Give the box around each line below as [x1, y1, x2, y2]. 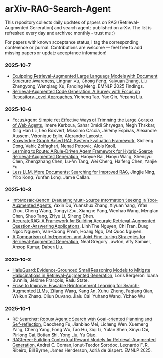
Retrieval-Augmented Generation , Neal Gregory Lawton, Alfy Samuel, [12, 239, 151, 244]
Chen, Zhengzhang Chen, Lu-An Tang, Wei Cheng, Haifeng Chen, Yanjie [12, 159, 157, 164]
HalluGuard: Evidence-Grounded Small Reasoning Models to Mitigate [12, 267, 151, 273]
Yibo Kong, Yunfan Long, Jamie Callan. [12, 174, 91, 180]
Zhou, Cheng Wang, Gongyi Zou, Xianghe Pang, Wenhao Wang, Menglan [12, 207, 159, 213]
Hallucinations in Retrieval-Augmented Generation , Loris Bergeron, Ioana [12, 272, 158, 278]
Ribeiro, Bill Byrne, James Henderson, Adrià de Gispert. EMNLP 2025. [12, 347, 152, 353]
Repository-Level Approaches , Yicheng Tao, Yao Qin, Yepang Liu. [12, 94, 144, 99]
